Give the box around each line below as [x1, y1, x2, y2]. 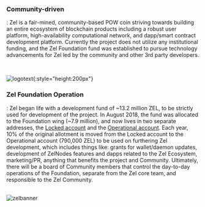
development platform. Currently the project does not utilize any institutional [6, 39, 198, 46]
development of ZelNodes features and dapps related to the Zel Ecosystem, [6, 149, 198, 157]
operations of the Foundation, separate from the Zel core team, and [6, 169, 176, 176]
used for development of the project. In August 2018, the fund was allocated [6, 111, 199, 118]
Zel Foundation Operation [6, 91, 84, 99]
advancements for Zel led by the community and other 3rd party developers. [6, 51, 199, 59]
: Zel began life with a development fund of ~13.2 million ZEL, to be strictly [6, 104, 193, 111]
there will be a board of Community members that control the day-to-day [6, 163, 190, 170]
